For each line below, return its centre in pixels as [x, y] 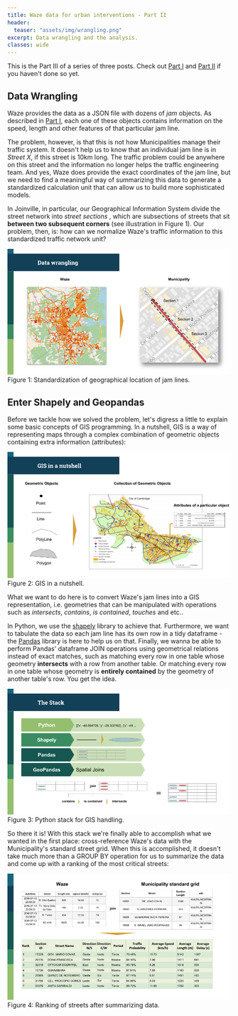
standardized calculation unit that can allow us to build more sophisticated [116, 187]
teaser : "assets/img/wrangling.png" [68, 30]
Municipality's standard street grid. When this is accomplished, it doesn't [114, 849]
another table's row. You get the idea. [62, 678]
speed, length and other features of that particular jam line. [93, 128]
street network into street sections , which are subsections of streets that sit [119, 216]
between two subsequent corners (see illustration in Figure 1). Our [106, 223]
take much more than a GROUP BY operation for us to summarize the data [116, 856]
